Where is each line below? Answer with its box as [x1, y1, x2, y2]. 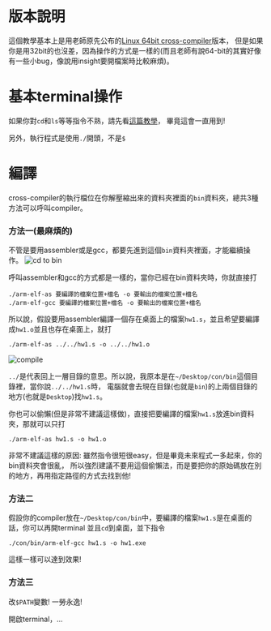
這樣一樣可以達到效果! [8, 555, 83, 564]
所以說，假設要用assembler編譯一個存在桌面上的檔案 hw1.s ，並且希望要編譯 [8, 314, 260, 324]
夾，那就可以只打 [8, 419, 66, 429]
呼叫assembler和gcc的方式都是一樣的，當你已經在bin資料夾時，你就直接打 [8, 273, 257, 282]
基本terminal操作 [8, 88, 123, 106]
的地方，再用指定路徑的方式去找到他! [8, 471, 132, 481]
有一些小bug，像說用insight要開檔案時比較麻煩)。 [8, 56, 174, 66]
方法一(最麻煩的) [8, 225, 73, 236]
